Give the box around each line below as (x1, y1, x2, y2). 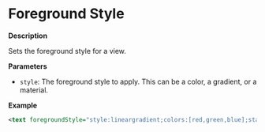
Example (8, 100, 38, 110)
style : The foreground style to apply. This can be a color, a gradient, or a (19, 77, 257, 86)
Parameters (8, 61, 47, 71)
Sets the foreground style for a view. (8, 46, 126, 55)
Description (8, 31, 48, 40)
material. (19, 85, 49, 95)
